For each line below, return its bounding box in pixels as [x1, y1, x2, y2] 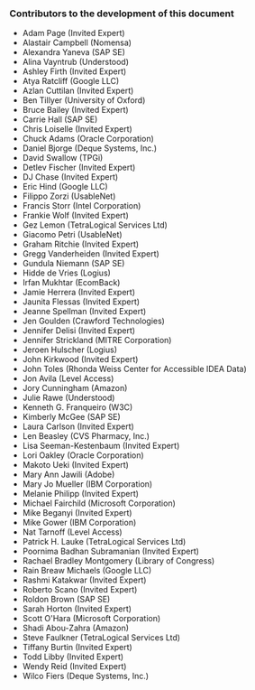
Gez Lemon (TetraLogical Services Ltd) [22, 219, 168, 230]
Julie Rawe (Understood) [22, 392, 115, 404]
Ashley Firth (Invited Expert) [22, 66, 127, 77]
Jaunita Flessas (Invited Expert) [22, 296, 141, 307]
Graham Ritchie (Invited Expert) [22, 238, 140, 250]
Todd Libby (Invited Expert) [22, 651, 124, 662]
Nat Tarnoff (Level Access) [22, 527, 123, 537]
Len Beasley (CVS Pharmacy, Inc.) [22, 431, 150, 442]
